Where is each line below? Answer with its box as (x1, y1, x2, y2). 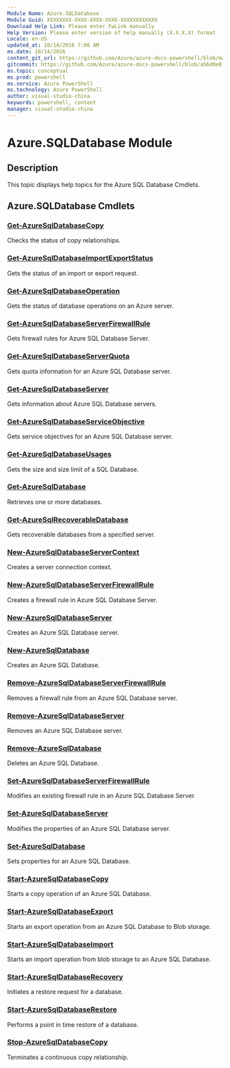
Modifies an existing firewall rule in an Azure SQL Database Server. (7, 792, 196, 800)
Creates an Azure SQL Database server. (7, 628, 120, 636)
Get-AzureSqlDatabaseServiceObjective (7, 417, 145, 426)
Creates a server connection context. (7, 563, 112, 571)
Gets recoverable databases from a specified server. (7, 530, 155, 538)
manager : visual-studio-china (7, 105, 94, 112)
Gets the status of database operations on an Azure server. (7, 302, 174, 310)
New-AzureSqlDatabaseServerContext (7, 547, 140, 557)
